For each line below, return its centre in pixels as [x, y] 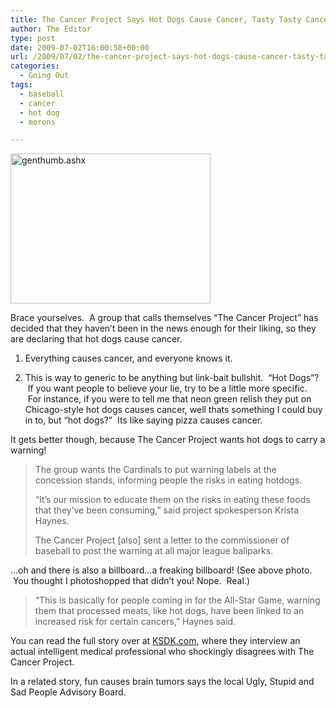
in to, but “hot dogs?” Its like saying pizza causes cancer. [143, 420]
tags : [21, 85]
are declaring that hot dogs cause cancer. [96, 339]
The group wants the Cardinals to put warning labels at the [155, 470]
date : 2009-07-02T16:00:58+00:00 [80, 47]
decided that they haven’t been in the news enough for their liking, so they [163, 328]
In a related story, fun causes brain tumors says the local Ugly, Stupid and [162, 682]
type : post [33, 38]
